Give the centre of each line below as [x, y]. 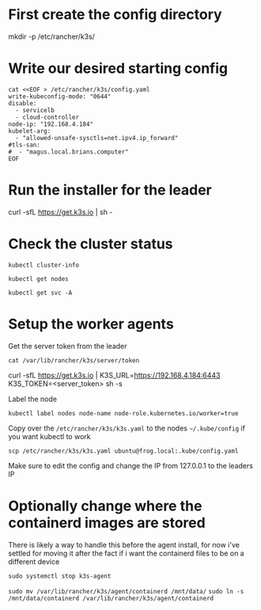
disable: [23, 103]
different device [34, 561]
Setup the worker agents [91, 324]
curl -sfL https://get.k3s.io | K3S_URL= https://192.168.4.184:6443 [114, 375]
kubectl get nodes [38, 278]
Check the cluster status [91, 244]
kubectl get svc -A [40, 293]
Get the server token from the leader [68, 346]
